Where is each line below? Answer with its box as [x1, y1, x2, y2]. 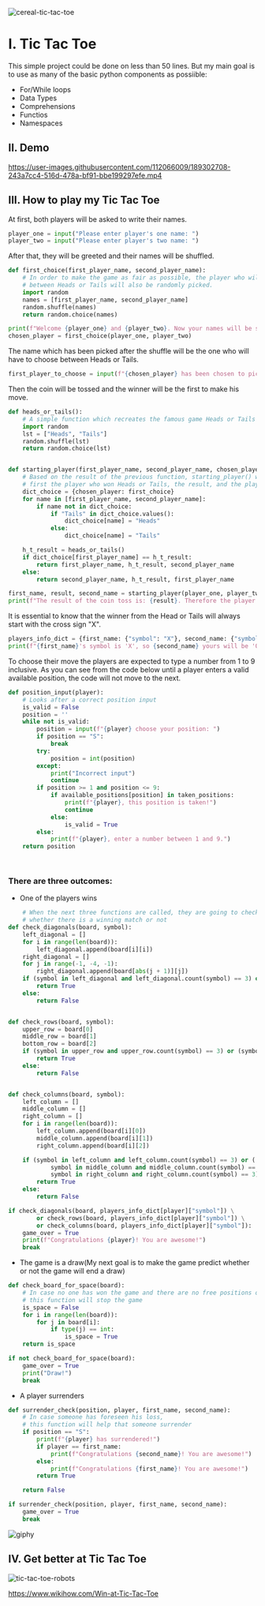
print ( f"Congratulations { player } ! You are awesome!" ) [22, 1236, 207, 1245]
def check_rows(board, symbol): [8, 1018, 114, 1026]
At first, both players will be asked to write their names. [8, 214, 188, 224]
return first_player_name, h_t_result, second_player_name [36, 560, 235, 568]
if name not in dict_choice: [36, 502, 132, 511]
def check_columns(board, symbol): [8, 1090, 125, 1099]
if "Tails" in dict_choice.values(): [50, 510, 175, 518]
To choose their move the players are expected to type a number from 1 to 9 [8, 656, 256, 666]
